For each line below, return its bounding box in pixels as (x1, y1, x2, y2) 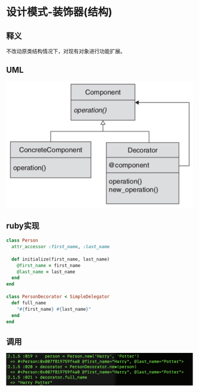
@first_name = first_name (17, 262, 81, 268)
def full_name (11, 300, 46, 306)
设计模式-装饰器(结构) (6, 5, 113, 19)
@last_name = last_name (17, 269, 76, 275)
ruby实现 (6, 220, 40, 231)
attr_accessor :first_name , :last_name (11, 244, 110, 250)
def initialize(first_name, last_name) (11, 256, 110, 262)
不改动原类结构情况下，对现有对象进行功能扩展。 (6, 48, 126, 54)
